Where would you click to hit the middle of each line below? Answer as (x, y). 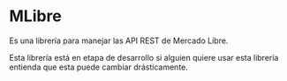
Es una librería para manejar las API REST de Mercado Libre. (119, 40)
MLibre (35, 16)
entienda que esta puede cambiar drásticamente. (98, 67)
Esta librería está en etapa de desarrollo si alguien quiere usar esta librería (144, 57)
